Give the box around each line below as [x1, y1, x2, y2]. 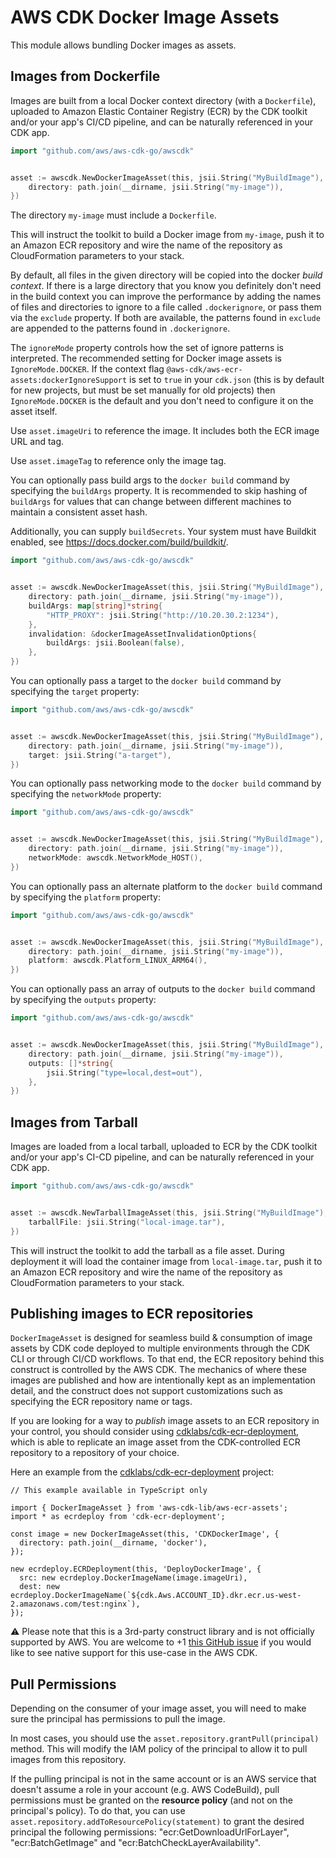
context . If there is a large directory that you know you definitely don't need [10, 280, 322, 292]
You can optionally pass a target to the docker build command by [10, 675, 282, 686]
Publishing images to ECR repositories [10, 1305, 254, 1322]
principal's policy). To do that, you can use [10, 1805, 186, 1817]
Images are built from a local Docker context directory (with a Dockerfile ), [10, 94, 317, 106]
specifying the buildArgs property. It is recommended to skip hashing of [10, 485, 308, 497]
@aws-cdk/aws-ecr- [166, 365, 243, 375]
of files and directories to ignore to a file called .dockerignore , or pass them [10, 301, 322, 313]
